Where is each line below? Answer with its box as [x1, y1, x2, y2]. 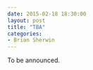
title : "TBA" [7, 23, 46, 30]
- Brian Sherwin [7, 37, 55, 44]
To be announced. [7, 56, 61, 64]
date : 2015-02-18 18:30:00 [7, 10, 87, 18]
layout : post [7, 17, 46, 24]
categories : [7, 30, 42, 37]
